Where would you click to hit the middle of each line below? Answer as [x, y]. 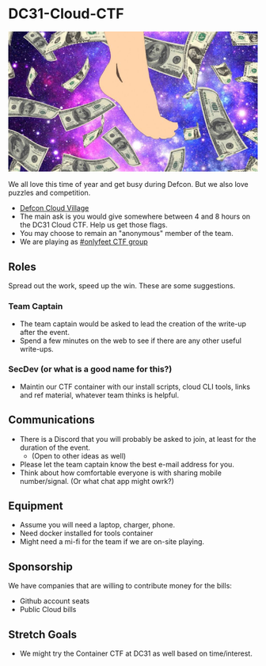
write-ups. [36, 348]
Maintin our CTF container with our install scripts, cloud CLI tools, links [135, 386]
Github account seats [54, 601]
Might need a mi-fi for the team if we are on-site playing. [112, 542]
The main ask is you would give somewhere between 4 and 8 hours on [135, 217]
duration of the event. [55, 447]
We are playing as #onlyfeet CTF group [84, 242]
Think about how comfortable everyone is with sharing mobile [120, 473]
